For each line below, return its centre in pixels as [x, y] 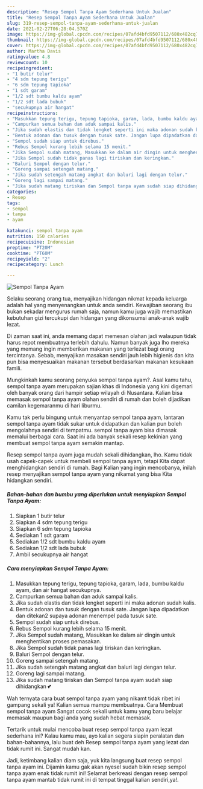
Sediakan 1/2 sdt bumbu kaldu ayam [61, 542]
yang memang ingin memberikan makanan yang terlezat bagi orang [91, 349]
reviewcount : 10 [27, 62]
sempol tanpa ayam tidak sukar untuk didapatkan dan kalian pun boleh [95, 424]
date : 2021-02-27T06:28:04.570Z [47, 29]
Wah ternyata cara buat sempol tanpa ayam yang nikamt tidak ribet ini [94, 698]
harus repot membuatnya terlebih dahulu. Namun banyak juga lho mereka [98, 343]
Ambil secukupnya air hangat [52, 554]
